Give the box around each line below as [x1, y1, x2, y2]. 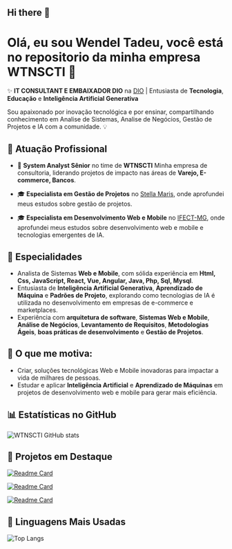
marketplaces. [17, 305, 58, 314]
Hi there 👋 [7, 7, 50, 19]
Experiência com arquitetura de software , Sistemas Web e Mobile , [17, 313, 210, 321]
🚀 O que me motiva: [7, 348, 93, 360]
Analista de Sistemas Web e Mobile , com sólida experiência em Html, [17, 269, 216, 277]
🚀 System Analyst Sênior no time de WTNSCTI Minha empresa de [17, 162, 208, 170]
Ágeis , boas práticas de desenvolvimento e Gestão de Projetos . [17, 327, 204, 336]
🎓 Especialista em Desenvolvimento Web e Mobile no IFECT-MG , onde [17, 213, 225, 222]
